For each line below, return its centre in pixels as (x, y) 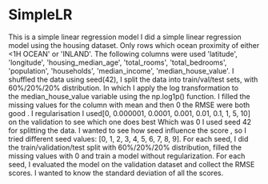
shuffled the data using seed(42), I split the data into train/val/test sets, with (133, 79)
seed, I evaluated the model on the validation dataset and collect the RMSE (132, 164)
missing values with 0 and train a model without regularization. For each (127, 156)
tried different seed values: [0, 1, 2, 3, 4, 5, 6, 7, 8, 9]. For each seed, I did (128, 138)
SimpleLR (40, 15)
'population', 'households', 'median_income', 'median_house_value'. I (121, 70)
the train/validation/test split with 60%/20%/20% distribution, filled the (125, 147)
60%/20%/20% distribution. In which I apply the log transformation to (123, 88)
